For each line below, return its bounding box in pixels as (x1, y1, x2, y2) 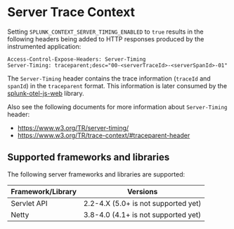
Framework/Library (11, 186, 77, 196)
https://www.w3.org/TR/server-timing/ (17, 123, 129, 132)
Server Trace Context (7, 4, 136, 20)
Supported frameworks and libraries (7, 151, 170, 163)
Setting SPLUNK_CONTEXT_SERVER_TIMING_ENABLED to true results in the (7, 27, 204, 36)
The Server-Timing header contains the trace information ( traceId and (7, 74, 211, 83)
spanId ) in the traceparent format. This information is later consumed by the (7, 81, 227, 90)
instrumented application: (7, 42, 82, 50)
